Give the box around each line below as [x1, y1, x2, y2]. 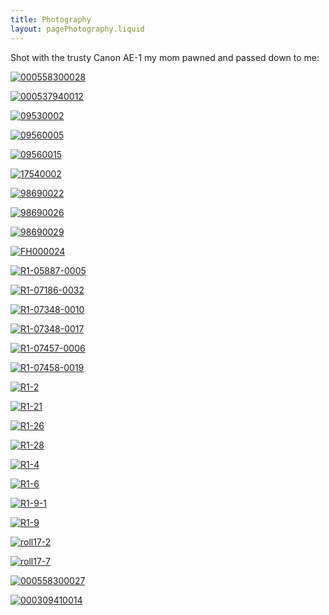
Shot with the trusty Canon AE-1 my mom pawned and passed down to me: [10, 51, 320, 63]
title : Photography [10, 14, 92, 25]
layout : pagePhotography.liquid [10, 24, 145, 34]
